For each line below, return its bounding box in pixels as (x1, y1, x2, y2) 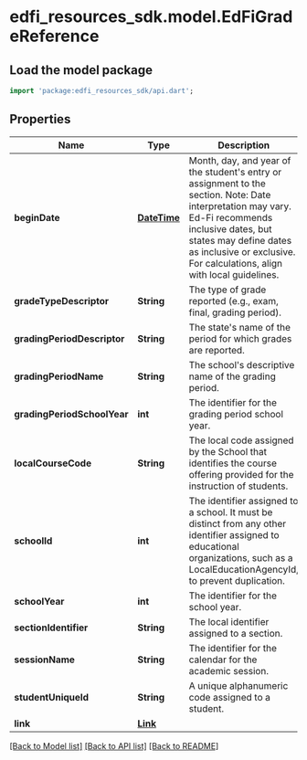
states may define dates (188, 234, 292, 247)
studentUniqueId (14, 691, 90, 703)
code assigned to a (188, 691, 271, 703)
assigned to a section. (188, 627, 283, 639)
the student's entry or (188, 165, 282, 178)
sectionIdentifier (14, 621, 89, 634)
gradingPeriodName (14, 370, 104, 383)
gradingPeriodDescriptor (14, 332, 125, 344)
